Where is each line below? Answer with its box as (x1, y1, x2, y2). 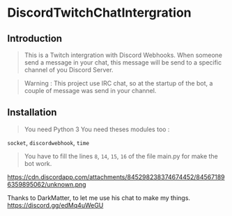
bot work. (24, 159, 52, 167)
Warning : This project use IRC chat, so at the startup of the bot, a (24, 79, 213, 88)
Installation (7, 106, 57, 119)
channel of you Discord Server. (24, 66, 114, 74)
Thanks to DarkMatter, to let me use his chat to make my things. (7, 193, 190, 202)
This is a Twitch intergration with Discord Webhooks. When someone (24, 51, 223, 59)
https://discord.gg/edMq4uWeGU (7, 201, 104, 209)
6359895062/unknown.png (7, 180, 86, 188)
